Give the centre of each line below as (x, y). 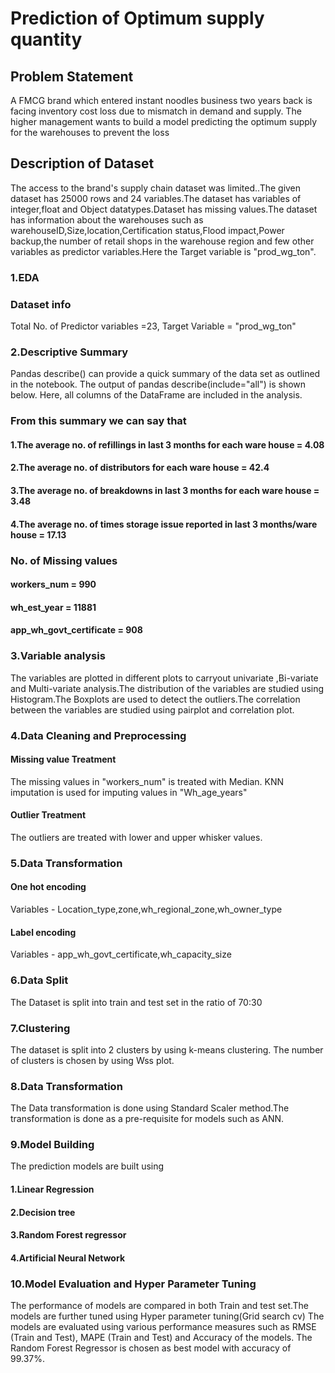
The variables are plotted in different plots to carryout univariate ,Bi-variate (164, 678)
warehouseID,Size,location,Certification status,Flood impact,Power (147, 230)
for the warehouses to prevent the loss (90, 132)
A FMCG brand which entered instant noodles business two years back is (161, 100)
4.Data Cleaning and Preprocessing (98, 735)
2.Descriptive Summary (69, 352)
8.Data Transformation (66, 1086)
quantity (46, 39)
